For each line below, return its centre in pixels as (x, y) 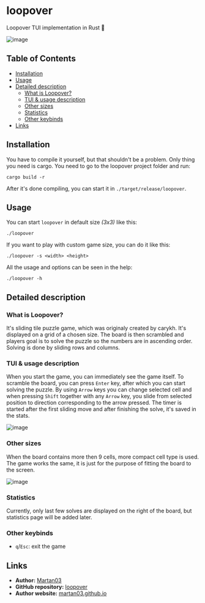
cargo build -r (26, 177)
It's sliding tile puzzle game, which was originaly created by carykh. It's (96, 328)
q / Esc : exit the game (40, 546)
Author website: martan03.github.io (61, 593)
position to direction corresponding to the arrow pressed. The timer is (94, 403)
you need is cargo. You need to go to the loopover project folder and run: (99, 166)
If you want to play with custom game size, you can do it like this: (88, 245)
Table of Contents (41, 59)
